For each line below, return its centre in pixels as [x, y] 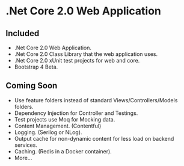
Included [23, 33]
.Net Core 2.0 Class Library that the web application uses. [86, 54]
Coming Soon [32, 86]
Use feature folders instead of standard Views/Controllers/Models [96, 100]
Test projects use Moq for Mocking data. [65, 119]
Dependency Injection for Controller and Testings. [76, 113]
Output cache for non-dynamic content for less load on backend [94, 138]
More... [23, 158]
